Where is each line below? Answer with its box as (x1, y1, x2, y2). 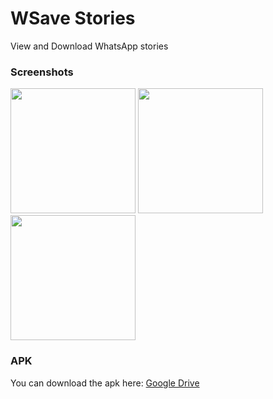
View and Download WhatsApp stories (10, 40, 169, 52)
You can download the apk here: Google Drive (10, 377, 200, 389)
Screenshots (10, 65, 74, 79)
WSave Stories (10, 7, 136, 30)
